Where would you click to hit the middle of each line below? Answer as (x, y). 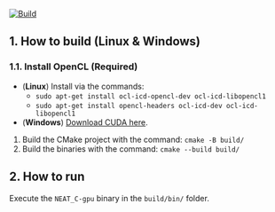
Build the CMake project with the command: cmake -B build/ (133, 139)
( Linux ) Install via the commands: (83, 86)
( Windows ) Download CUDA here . (85, 122)
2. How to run (47, 177)
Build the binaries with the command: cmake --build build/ (131, 149)
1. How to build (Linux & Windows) (105, 41)
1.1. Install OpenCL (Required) (74, 67)
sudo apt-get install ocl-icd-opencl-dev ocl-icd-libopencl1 (150, 96)
